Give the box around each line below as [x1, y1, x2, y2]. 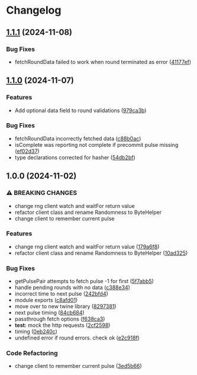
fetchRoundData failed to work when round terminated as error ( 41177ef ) [14, 58, 192, 65]
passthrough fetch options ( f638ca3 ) [14, 315, 105, 323]
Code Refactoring [6, 349, 58, 357]
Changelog [6, 4, 62, 17]
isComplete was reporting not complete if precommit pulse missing [14, 141, 179, 148]
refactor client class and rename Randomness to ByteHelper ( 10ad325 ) [14, 249, 188, 257]
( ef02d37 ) [14, 148, 40, 155]
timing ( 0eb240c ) [14, 328, 58, 335]
